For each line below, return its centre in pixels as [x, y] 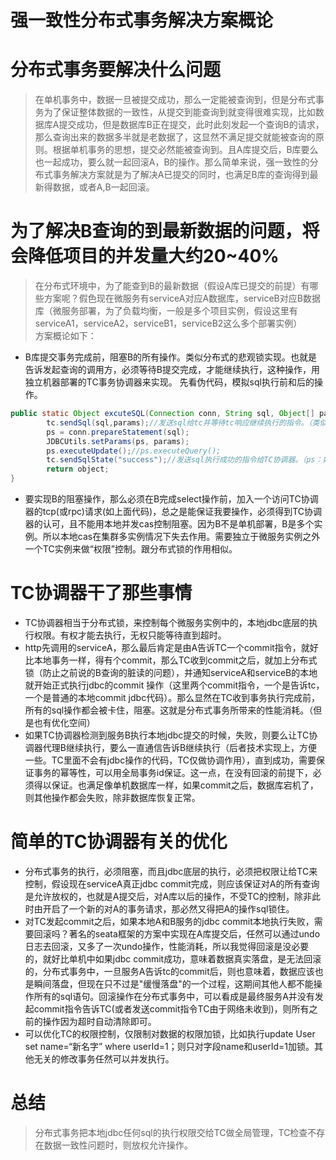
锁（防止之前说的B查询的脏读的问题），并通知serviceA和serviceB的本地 [171, 672]
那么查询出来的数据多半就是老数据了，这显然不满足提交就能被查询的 [175, 137]
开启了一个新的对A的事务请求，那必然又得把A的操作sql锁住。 [168, 908]
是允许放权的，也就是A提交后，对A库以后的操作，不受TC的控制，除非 [168, 896]
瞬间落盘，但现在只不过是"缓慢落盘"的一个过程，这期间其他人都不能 [173, 983]
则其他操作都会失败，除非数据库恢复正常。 [112, 797]
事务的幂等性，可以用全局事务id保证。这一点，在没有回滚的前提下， [173, 772]
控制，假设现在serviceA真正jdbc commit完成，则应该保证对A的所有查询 [172, 883]
